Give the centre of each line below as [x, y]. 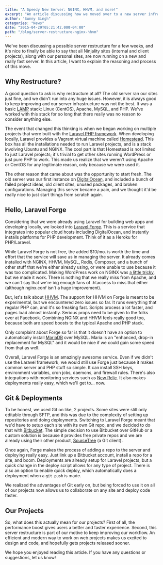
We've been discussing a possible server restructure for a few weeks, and [79, 46]
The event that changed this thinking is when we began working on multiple [81, 129]
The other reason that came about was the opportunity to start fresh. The [78, 174]
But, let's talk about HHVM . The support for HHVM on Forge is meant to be [80, 297]
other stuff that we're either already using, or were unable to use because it [81, 267]
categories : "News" [25, 23]
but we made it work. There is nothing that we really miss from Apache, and [81, 277]
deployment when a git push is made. [43, 476]
